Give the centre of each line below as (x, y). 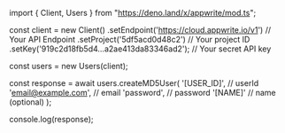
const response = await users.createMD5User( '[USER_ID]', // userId (134, 83)
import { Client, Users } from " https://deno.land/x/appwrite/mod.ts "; (133, 13)
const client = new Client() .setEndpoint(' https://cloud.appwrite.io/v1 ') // (140, 30)
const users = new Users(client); (69, 66)
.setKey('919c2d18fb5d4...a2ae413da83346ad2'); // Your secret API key (140, 49)
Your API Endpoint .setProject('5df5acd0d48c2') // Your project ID (130, 39)
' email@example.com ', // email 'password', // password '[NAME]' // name (142, 93)
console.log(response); (52, 119)
